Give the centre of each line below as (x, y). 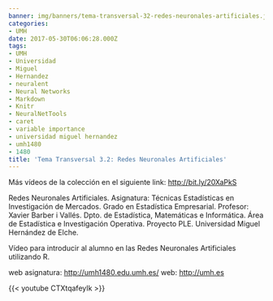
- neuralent (28, 84)
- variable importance (47, 129)
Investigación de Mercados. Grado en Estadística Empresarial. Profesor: (129, 207)
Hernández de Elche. (43, 233)
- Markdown (27, 99)
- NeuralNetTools (38, 114)
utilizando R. (29, 257)
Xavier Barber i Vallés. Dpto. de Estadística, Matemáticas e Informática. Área (136, 215)
